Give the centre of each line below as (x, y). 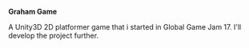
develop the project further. (53, 36)
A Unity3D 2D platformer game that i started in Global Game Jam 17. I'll (125, 27)
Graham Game (33, 12)
